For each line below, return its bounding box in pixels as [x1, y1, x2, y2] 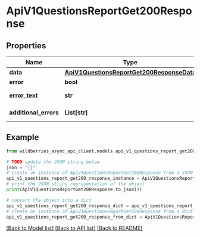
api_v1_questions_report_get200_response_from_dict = [6, 214, 143, 220]
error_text [9, 91, 38, 99]
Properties [6, 40, 46, 51]
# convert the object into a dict [6, 197, 92, 203]
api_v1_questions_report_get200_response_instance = [6, 176, 140, 182]
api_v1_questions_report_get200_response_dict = [6, 202, 129, 209]
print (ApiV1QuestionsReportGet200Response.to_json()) [6, 186, 143, 193]
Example [6, 132, 39, 142]
